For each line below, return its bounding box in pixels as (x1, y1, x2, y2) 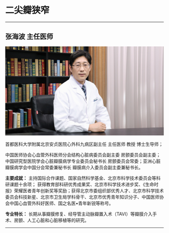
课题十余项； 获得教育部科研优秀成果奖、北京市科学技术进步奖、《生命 (9, 181, 154, 187)
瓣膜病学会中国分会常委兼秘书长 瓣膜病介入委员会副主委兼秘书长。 (5, 164, 143, 170)
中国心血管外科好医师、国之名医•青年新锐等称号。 (9, 200, 114, 206)
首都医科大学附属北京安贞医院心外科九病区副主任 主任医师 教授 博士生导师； (5, 141, 163, 147)
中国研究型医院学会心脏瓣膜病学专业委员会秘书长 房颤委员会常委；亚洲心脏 (5, 158, 161, 164)
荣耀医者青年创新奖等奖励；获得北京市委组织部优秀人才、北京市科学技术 (14, 187, 164, 194)
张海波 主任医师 (5, 32, 53, 41)
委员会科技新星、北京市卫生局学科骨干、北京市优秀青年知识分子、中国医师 (5, 194, 159, 200)
